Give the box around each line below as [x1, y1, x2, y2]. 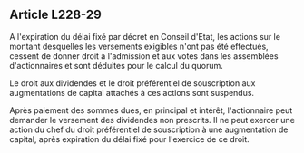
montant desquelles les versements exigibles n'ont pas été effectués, [9, 41, 270, 52]
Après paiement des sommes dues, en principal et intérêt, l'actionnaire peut [9, 104, 293, 116]
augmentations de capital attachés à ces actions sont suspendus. [9, 87, 255, 98]
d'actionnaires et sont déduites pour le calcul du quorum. [9, 60, 224, 71]
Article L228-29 [9, 7, 102, 23]
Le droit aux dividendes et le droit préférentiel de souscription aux [9, 77, 256, 89]
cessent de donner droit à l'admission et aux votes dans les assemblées [9, 50, 279, 62]
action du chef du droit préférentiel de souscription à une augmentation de [9, 124, 289, 135]
